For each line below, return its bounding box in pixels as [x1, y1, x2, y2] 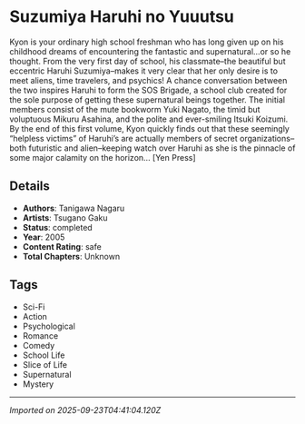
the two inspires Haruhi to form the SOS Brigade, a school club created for [9, 84, 288, 95]
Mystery [22, 379, 54, 389]
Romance [22, 330, 59, 341]
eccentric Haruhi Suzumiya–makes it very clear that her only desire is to [9, 65, 279, 76]
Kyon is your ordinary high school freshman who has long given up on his [9, 36, 284, 47]
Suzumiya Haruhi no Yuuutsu [9, 6, 234, 27]
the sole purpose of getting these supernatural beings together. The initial [9, 94, 286, 105]
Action [22, 311, 48, 321]
